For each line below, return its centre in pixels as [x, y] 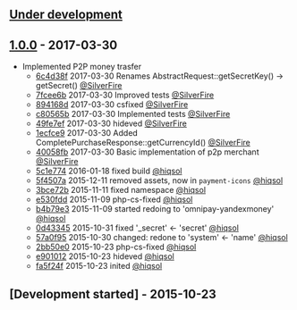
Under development [66, 15]
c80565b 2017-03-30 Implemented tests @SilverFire [133, 114]
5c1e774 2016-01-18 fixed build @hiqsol [109, 171]
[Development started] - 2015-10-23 [113, 294]
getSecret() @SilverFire [79, 86]
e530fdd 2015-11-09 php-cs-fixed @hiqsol [114, 199]
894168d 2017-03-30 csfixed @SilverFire [112, 105]
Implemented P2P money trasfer [82, 67]
